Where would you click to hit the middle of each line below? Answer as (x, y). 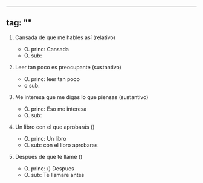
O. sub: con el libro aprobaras (61, 145)
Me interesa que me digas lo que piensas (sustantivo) (82, 97)
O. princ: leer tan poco (52, 79)
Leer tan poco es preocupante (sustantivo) (68, 67)
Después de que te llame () (49, 156)
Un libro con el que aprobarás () (55, 127)
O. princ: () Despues (49, 168)
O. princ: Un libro (45, 138)
